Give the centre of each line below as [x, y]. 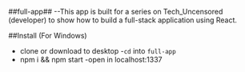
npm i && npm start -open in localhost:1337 [91, 60]
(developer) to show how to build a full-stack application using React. [123, 20]
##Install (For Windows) [48, 36]
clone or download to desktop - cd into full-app [98, 51]
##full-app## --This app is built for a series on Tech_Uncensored [116, 12]
